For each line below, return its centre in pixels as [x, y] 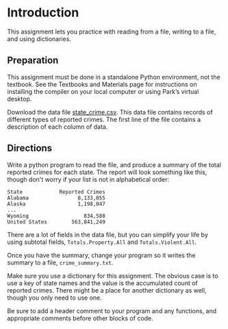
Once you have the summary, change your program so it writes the [101, 255]
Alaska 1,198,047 [56, 204]
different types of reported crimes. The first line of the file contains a [104, 119]
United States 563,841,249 [56, 222]
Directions [30, 148]
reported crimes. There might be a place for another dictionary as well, [107, 290]
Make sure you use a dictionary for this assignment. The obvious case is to [113, 276]
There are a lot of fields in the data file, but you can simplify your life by [108, 234]
